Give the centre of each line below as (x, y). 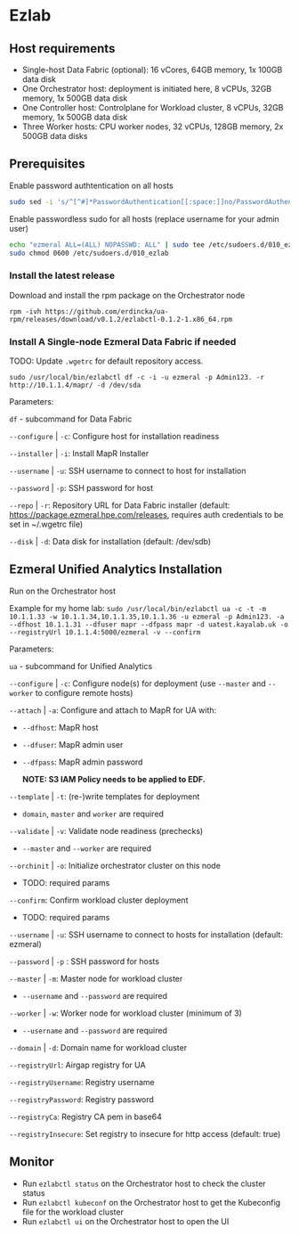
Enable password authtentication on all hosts (91, 185)
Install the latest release (62, 275)
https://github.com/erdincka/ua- (107, 311)
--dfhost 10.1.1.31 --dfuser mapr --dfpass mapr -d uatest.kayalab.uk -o (149, 625)
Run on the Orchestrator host (63, 591)
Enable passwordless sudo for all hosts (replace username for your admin (145, 218)
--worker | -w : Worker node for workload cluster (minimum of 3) (125, 1013)
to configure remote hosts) (84, 692)
